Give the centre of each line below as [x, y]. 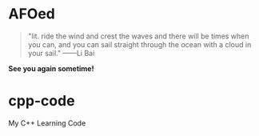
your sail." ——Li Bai [61, 53]
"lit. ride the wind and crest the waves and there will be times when [138, 36]
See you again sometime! [51, 68]
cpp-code [42, 101]
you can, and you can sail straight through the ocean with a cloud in [139, 44]
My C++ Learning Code [47, 123]
